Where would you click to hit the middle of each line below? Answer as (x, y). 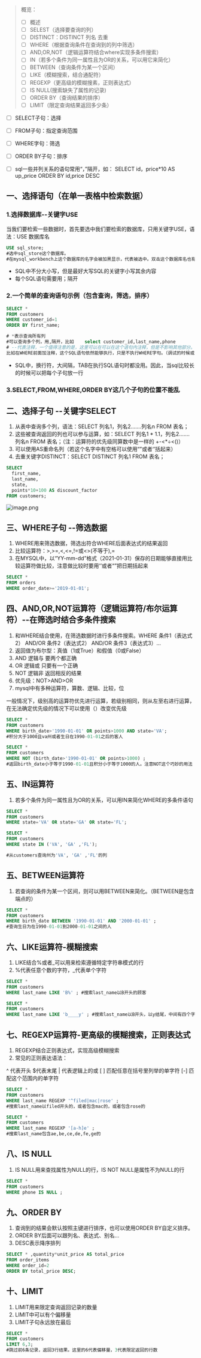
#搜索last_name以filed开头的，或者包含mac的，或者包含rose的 (76, 1106)
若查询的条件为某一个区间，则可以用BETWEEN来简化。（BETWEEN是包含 (104, 891)
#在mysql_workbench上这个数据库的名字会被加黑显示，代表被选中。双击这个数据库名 (97, 259)
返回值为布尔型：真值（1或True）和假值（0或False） (80, 650)
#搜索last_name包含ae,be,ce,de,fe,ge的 (54, 1134)
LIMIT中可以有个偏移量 (43, 1314)
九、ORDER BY (34, 1212)
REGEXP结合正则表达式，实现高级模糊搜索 (67, 1050)
